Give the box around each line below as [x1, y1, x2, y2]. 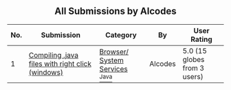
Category [105, 30, 137, 40]
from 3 [182, 63, 205, 73]
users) [182, 71, 204, 81]
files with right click [28, 58, 91, 68]
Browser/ [99, 47, 129, 56]
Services [99, 64, 129, 74]
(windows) [28, 67, 63, 77]
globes [182, 54, 205, 64]
